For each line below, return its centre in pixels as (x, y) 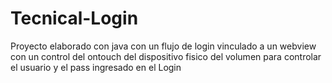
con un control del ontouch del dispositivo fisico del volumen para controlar (166, 56)
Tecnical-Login (74, 18)
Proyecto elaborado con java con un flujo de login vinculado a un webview (163, 46)
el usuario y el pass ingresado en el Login (96, 67)
